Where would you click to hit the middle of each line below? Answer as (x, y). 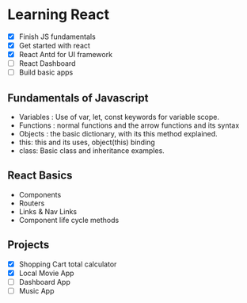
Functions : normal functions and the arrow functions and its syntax (129, 125)
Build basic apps (46, 72)
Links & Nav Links (48, 211)
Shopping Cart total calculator (68, 264)
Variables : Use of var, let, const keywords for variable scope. (119, 117)
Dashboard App (44, 282)
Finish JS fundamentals (57, 36)
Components (40, 194)
